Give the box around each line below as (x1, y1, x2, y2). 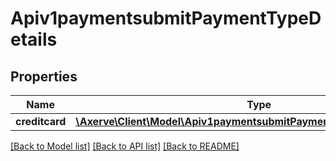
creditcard (15, 115, 67, 128)
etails (10, 28, 58, 51)
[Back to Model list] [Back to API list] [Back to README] (10, 140, 240, 152)
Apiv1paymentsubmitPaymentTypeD (10, 7, 322, 30)
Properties (10, 68, 78, 85)
